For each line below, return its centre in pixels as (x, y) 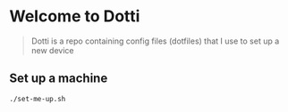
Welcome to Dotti (75, 16)
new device (52, 50)
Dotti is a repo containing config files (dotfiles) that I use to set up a (155, 41)
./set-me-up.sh (38, 99)
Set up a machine (59, 79)
